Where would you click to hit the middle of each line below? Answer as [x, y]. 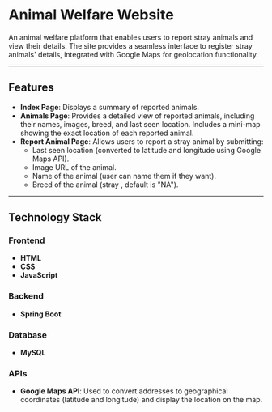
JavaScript [39, 275]
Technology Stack [55, 217]
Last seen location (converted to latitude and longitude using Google [147, 150]
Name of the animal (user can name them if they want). [124, 176]
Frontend [27, 240]
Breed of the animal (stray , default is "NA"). [105, 185]
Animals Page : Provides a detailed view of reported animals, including [137, 116]
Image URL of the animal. [74, 167]
